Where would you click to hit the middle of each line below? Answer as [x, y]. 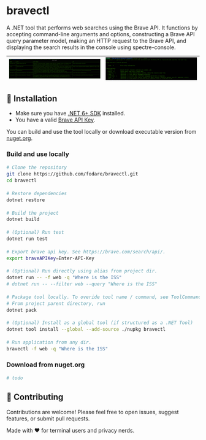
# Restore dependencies [37, 193]
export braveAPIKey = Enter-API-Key [51, 258]
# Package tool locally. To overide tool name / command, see [87, 297]
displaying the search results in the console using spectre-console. [91, 47]
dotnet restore [26, 200]
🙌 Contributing [35, 397]
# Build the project [33, 213]
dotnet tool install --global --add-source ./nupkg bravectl [86, 330]
